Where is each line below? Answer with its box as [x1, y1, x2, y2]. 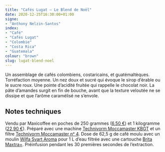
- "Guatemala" [5, 49, 35, 54]
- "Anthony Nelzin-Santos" [5, 21, 61, 26]
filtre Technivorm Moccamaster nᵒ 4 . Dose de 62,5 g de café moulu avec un [5, 131, 160, 137]
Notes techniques [5, 107, 61, 116]
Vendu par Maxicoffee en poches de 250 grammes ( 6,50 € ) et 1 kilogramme [5, 120, 160, 127]
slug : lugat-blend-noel [5, 58, 55, 63]
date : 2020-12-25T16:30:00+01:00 [5, 12, 74, 17]
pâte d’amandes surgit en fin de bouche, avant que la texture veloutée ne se [5, 87, 161, 93]
